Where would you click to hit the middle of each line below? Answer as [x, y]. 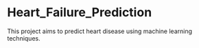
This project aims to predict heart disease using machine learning [99, 31]
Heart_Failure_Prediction [80, 13]
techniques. [24, 38]
